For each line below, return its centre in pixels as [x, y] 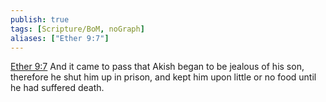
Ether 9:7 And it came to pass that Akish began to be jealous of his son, [157, 67]
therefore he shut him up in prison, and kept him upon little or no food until [163, 77]
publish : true [40, 19]
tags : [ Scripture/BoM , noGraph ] [77, 29]
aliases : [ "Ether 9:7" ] [60, 38]
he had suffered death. [57, 88]
